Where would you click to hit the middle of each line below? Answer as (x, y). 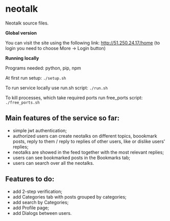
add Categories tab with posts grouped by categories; (69, 197)
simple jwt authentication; (40, 130)
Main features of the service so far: (63, 118)
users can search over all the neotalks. (53, 163)
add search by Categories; (41, 202)
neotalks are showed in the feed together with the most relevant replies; (88, 152)
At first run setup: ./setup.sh (36, 78)
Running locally (22, 58)
